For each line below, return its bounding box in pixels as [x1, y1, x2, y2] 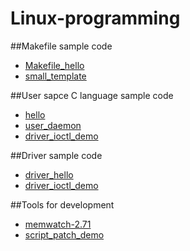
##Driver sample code [10, 149, 103, 161]
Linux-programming [10, 7, 181, 30]
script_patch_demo [24, 228, 105, 241]
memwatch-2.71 [24, 218, 92, 230]
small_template [24, 70, 87, 82]
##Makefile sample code [10, 40, 113, 52]
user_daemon [24, 119, 82, 131]
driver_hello [24, 168, 74, 181]
